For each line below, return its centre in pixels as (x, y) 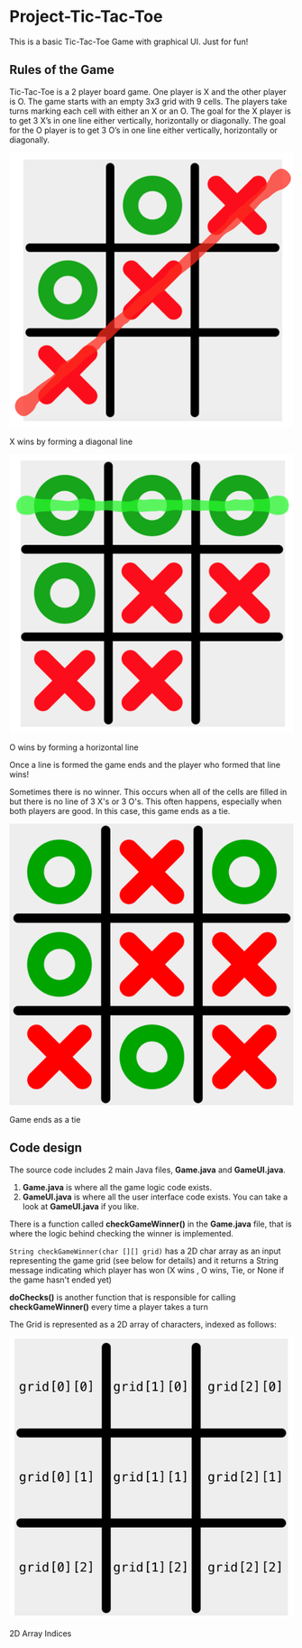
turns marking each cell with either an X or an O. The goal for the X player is (150, 111)
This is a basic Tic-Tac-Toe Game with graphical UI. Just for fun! (129, 42)
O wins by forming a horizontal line (74, 747)
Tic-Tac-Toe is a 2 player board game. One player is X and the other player (148, 91)
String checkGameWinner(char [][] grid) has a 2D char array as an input (145, 1251)
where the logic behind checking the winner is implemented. (122, 1233)
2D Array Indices (41, 1633)
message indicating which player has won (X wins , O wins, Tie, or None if (147, 1270)
